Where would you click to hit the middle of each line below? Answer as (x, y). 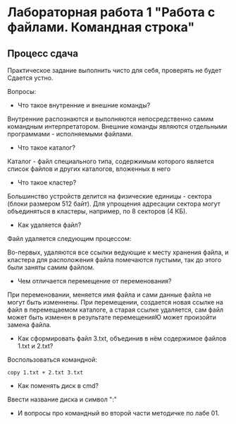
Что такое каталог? (46, 148)
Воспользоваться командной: (52, 360)
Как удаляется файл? (49, 225)
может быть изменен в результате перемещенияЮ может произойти (112, 317)
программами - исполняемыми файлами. (70, 134)
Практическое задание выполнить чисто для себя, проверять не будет (114, 70)
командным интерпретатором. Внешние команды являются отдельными (117, 126)
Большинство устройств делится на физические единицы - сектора (110, 196)
